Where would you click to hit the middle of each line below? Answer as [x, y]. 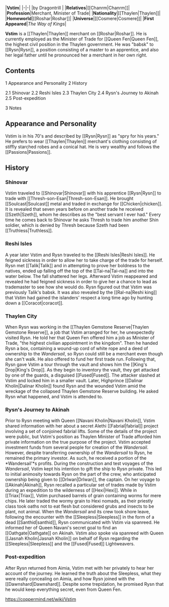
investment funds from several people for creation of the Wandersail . [77, 447]
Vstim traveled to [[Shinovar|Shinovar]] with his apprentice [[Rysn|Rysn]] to [83, 193]
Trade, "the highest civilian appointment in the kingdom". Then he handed [82, 343]
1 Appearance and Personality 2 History [46, 83]
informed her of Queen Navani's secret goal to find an [61, 528]
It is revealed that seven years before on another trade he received [74, 209]
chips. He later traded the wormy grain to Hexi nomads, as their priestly [79, 501]
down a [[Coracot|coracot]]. [34, 303]
